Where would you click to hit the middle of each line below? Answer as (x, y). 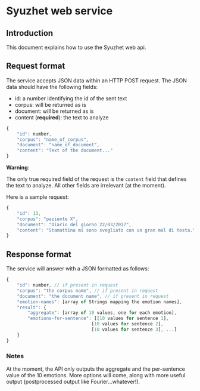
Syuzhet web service (60, 11)
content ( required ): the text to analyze (62, 117)
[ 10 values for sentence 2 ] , (127, 324)
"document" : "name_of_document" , (58, 145)
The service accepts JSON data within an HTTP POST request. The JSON (97, 80)
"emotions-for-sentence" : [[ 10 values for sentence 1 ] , (98, 318)
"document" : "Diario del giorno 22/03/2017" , (74, 224)
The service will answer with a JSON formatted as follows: (78, 269)
